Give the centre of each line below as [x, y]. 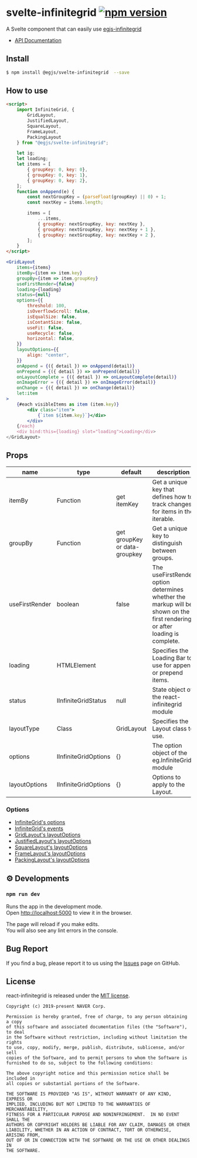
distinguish [167, 543]
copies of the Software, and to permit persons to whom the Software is [97, 1058]
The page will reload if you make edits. [53, 924]
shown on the [171, 611]
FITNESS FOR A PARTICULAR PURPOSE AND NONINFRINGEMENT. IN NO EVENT [93, 1115]
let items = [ [34, 164]
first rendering [172, 619]
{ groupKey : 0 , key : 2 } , [57, 180]
